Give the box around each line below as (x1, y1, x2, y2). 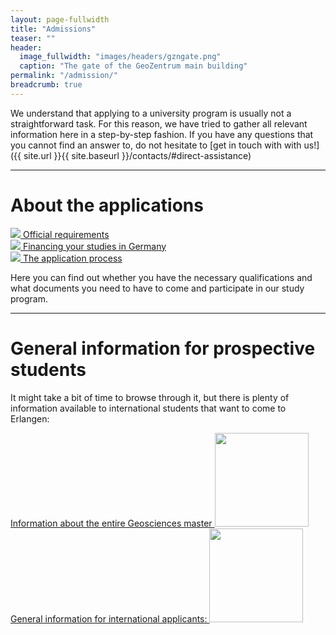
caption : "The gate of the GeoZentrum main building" (19, 61, 248, 71)
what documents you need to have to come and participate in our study (10, 282, 305, 294)
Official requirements (22, 228, 110, 240)
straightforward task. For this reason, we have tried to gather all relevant (10, 117, 308, 130)
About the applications (10, 194, 204, 216)
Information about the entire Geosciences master (10, 517, 213, 529)
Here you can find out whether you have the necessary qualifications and (10, 271, 313, 283)
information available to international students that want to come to (10, 402, 287, 414)
